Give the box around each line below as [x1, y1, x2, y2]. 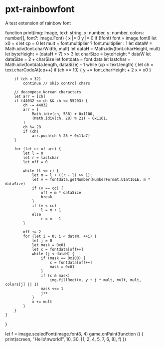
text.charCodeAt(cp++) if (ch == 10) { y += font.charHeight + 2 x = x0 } [5, 66, 151, 73]
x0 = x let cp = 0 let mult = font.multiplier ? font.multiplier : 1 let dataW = [5, 40, 153, 46]
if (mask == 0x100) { [40, 256, 86, 261]
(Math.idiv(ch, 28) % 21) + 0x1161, [31, 116, 108, 121]
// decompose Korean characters [14, 89, 81, 94]
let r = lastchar [23, 155, 59, 160]
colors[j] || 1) [5, 282, 39, 287]
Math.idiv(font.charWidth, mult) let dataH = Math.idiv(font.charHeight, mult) [5, 45, 161, 51]
